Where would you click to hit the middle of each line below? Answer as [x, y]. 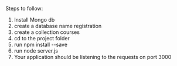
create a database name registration [58, 26]
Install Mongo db [34, 20]
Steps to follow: [24, 8]
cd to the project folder [42, 38]
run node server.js [36, 51]
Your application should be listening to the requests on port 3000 [93, 57]
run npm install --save [41, 44]
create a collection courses [47, 32]
